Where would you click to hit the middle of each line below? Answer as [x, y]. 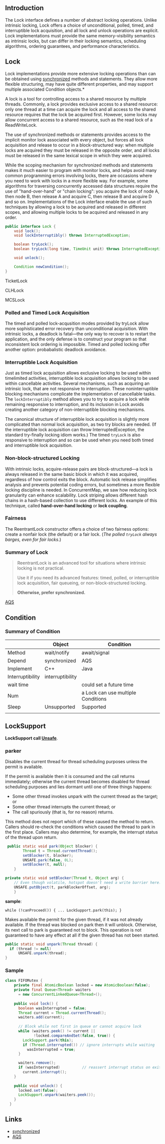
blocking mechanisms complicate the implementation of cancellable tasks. [81, 394]
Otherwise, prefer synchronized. [51, 593]
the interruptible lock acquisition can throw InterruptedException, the [75, 430]
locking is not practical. [41, 568]
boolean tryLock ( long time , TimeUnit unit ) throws [67, 249]
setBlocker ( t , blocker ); [48, 855]
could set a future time [108, 684]
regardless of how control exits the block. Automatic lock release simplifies [81, 479]
